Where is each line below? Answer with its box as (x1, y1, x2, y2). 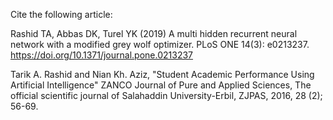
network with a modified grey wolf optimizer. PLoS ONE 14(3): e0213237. (10, 39, 310, 50)
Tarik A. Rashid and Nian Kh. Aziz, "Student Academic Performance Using (10, 69, 315, 80)
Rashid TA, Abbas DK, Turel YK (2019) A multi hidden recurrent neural (10, 28, 298, 39)
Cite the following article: (10, 9, 113, 20)
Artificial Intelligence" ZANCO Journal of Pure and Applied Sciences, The (10, 79, 312, 91)
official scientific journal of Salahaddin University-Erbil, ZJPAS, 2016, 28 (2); (10, 90, 323, 101)
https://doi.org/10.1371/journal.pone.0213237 (10, 49, 193, 61)
